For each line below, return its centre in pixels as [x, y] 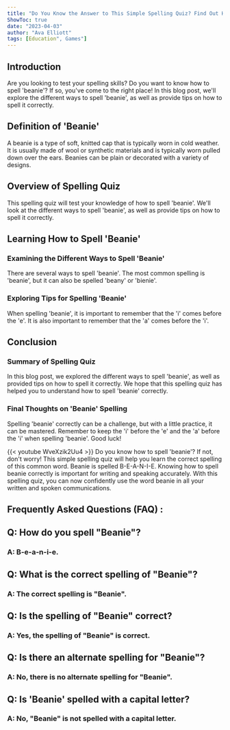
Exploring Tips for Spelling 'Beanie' [67, 299]
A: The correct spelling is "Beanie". [67, 594]
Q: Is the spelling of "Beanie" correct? [90, 616]
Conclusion [32, 342]
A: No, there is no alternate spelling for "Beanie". [90, 677]
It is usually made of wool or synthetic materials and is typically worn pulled [114, 150]
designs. [19, 164]
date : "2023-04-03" [35, 26]
